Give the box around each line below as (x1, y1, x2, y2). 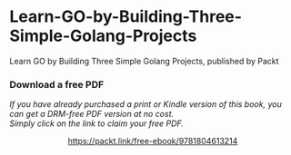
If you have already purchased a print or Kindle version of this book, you (9, 99, 282, 110)
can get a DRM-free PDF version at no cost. (9, 109, 175, 120)
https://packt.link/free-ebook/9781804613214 (67, 136, 238, 147)
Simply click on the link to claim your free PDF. (9, 118, 185, 129)
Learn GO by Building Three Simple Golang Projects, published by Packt (9, 55, 279, 66)
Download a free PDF (9, 78, 105, 91)
